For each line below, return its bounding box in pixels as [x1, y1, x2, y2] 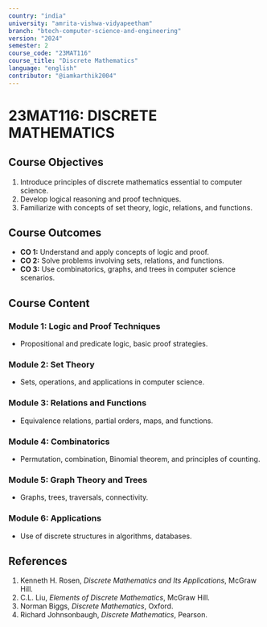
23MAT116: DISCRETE [8, 106, 158, 125]
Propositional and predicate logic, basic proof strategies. [19, 339, 208, 349]
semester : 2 [8, 42, 48, 50]
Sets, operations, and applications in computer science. [19, 377, 205, 387]
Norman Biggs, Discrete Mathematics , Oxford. [19, 601, 174, 611]
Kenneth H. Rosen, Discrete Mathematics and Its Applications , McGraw [19, 575, 257, 585]
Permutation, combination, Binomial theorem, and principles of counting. [19, 455, 261, 464]
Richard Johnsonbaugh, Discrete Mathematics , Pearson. [19, 610, 207, 620]
